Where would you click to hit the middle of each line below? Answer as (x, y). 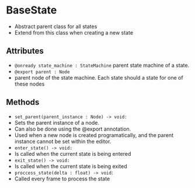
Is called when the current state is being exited (71, 166)
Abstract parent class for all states (56, 26)
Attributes (25, 51)
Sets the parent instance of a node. (57, 122)
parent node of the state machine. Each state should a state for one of (99, 77)
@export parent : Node (42, 72)
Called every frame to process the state (62, 179)
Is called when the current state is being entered (73, 153)
